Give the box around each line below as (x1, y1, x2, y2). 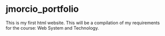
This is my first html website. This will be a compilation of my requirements (6, 20, 160, 26)
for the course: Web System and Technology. (6, 25, 99, 31)
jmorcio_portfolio (6, 3, 79, 15)
